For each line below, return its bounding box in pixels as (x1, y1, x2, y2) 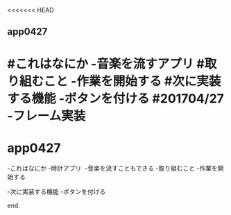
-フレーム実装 (7, 108, 86, 123)
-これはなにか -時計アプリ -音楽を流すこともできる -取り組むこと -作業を (7, 164, 219, 172)
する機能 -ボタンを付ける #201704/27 (7, 90, 224, 106)
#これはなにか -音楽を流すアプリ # (7, 55, 205, 71)
